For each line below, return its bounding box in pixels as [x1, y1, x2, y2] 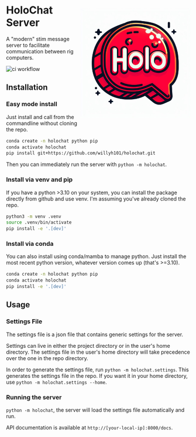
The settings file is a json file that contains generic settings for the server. [6, 331, 183, 338]
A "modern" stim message [6, 35, 70, 42]
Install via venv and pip [6, 175, 73, 184]
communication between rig [6, 48, 74, 55]
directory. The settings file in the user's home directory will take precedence [6, 348, 190, 355]
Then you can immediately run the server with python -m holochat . [6, 161, 167, 168]
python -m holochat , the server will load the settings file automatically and [6, 406, 185, 414]
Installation [6, 83, 48, 93]
